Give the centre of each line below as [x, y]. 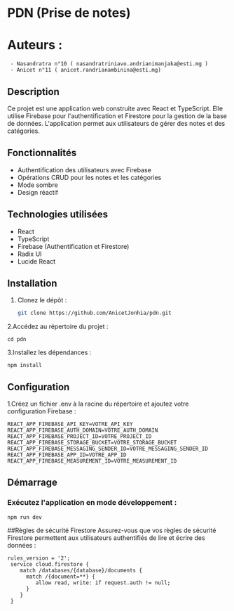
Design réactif [37, 192]
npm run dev [25, 517]
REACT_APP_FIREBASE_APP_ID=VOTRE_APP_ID [67, 455]
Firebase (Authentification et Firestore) [73, 246]
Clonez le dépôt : [42, 300]
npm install [25, 366]
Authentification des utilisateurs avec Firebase [84, 169]
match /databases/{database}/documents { [81, 570]
